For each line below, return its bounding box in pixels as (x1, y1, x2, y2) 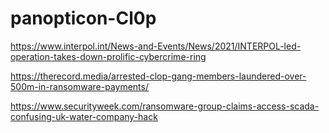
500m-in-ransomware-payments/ (10, 80, 149, 92)
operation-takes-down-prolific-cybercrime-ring (10, 50, 207, 62)
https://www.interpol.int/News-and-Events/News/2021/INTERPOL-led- (10, 40, 302, 52)
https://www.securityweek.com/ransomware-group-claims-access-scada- (10, 100, 320, 112)
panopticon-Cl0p (10, 7, 157, 30)
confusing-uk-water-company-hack (10, 110, 158, 122)
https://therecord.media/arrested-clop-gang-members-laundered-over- (10, 70, 307, 82)
